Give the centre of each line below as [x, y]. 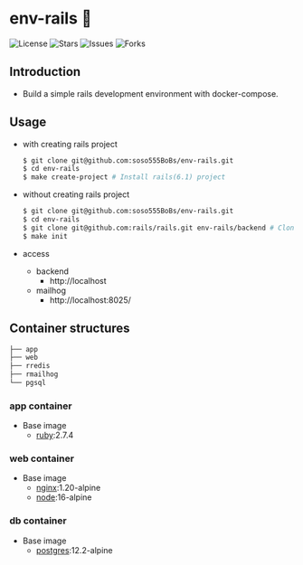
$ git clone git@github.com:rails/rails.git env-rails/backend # [148, 228]
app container [41, 406]
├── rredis [30, 366]
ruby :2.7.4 [55, 435]
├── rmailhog [34, 374]
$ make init [45, 236]
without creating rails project [76, 194]
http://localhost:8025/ [90, 300]
